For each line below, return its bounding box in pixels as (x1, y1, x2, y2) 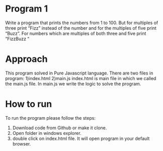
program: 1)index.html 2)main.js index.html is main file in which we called (5, 75, 156, 81)
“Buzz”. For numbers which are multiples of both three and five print (5, 30, 146, 36)
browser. (12, 140, 31, 146)
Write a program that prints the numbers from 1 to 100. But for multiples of (5, 20, 158, 26)
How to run (5, 99, 52, 110)
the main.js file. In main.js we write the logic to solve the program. (5, 81, 141, 87)
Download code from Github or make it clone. (12, 124, 107, 131)
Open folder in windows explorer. (12, 130, 81, 136)
